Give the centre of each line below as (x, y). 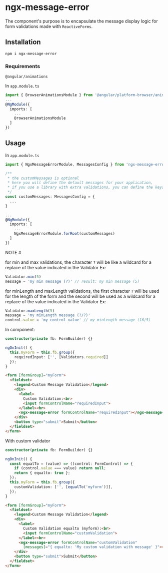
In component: (20, 330)
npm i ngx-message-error (31, 54)
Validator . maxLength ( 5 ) (30, 311)
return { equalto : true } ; (42, 473)
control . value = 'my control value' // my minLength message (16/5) (78, 320)
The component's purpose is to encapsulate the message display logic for (82, 21)
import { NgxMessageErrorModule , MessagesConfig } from (64, 164)
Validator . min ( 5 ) (23, 277)
